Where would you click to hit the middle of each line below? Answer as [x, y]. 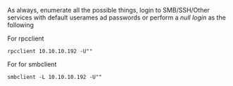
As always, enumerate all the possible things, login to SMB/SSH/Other [108, 10]
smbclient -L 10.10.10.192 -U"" [55, 77]
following [20, 25]
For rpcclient [26, 38]
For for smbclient [32, 64]
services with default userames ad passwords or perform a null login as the [117, 17]
